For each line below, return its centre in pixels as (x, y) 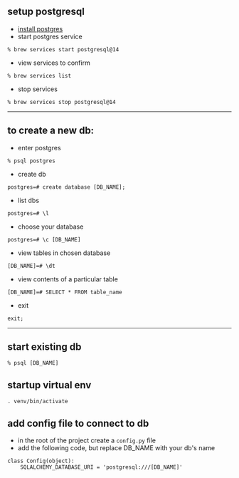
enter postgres (39, 147)
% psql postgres (31, 161)
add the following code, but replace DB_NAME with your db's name (116, 448)
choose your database (51, 227)
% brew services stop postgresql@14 (62, 102)
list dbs (28, 200)
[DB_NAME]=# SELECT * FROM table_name (65, 292)
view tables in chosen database (64, 253)
